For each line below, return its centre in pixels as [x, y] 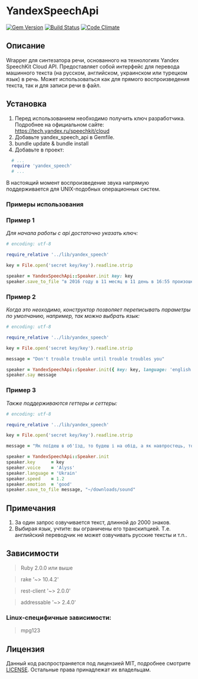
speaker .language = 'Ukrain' [42, 473]
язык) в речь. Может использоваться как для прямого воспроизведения [98, 79]
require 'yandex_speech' [42, 166]
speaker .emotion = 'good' [39, 484]
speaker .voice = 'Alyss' [41, 468]
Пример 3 [21, 390]
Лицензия [25, 649]
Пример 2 [21, 297]
